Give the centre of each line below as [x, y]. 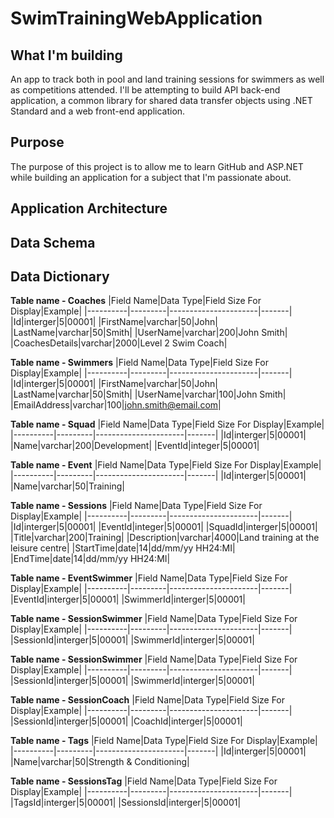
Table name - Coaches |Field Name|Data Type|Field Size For [136, 301]
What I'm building [66, 55]
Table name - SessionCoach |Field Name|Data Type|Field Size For [148, 700]
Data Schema [53, 242]
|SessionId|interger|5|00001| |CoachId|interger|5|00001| [126, 721]
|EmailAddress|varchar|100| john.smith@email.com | [116, 405]
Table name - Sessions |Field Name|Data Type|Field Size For [136, 506]
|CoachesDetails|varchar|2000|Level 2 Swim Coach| [119, 343]
